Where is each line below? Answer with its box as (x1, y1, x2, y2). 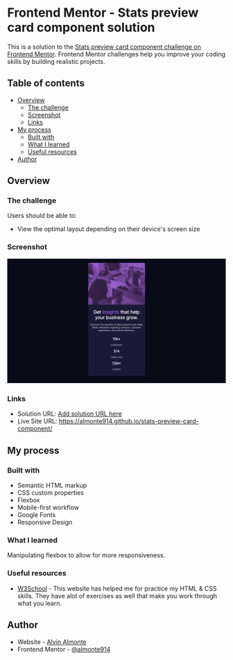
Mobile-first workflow (17, 503, 80, 511)
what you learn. (17, 599, 62, 607)
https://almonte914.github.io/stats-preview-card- (58, 417, 199, 425)
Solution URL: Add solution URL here (17, 409, 123, 418)
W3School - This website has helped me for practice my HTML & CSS (17, 584, 217, 593)
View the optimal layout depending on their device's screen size (17, 225, 200, 233)
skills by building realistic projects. (7, 57, 105, 65)
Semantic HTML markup (17, 481, 87, 490)
